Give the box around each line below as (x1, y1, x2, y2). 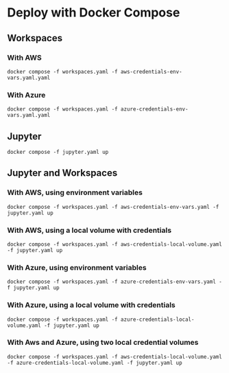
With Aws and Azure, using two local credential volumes (7, 338, 199, 348)
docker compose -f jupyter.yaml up (7, 148, 109, 155)
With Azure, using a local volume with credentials (7, 300, 176, 310)
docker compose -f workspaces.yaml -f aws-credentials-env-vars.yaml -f (7, 203, 219, 210)
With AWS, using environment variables (7, 188, 143, 197)
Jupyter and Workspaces (7, 167, 118, 179)
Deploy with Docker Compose (7, 5, 180, 21)
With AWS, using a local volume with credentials (7, 225, 172, 235)
